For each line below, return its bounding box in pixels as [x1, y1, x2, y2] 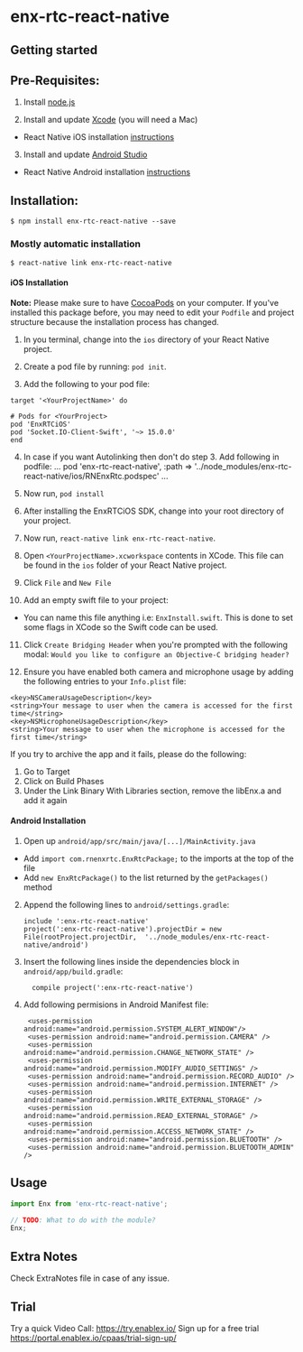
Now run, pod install [23, 487, 105, 498]
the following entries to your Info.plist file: [23, 675, 187, 687]
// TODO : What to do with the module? [10, 1216, 156, 1225]
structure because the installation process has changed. [10, 316, 219, 327]
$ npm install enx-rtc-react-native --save [10, 217, 177, 227]
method [23, 882, 53, 893]
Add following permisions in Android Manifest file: [23, 999, 209, 1010]
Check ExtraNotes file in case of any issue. [10, 1273, 170, 1283]
